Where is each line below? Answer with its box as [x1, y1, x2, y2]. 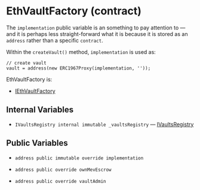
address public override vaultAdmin [14, 178, 106, 184]
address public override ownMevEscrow [14, 167, 112, 173]
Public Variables [6, 138, 68, 148]
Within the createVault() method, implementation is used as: [6, 48, 156, 55]
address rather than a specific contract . [6, 37, 103, 44]
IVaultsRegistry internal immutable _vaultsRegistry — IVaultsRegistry [14, 120, 194, 128]
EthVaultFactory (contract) [6, 4, 142, 18]
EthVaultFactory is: [6, 76, 53, 83]
